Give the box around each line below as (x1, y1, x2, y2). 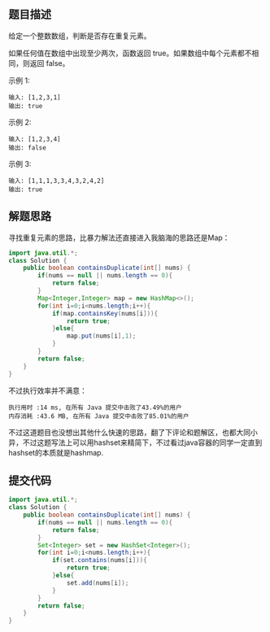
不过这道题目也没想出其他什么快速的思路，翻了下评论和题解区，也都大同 (8, 427, 250, 437)
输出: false (8, 143, 46, 152)
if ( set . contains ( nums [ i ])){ (51, 556, 148, 564)
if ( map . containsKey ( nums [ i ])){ (51, 309, 159, 317)
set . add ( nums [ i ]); (66, 578, 129, 587)
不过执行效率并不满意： (8, 386, 87, 395)
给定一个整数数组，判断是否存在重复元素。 (8, 31, 151, 41)
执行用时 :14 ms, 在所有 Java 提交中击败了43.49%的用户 (8, 403, 182, 412)
